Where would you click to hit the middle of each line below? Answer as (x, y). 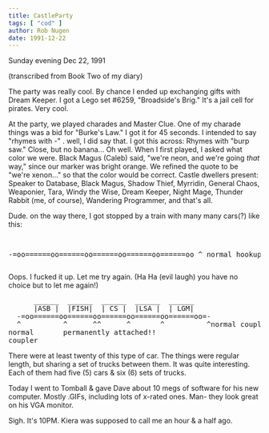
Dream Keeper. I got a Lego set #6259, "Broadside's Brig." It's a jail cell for (131, 100)
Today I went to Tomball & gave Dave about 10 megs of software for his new (133, 388)
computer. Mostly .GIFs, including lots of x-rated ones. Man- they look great (133, 397)
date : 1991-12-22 (37, 38)
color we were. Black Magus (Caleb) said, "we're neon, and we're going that (134, 158)
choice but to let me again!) (53, 285)
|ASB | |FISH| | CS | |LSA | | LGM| (114, 309)
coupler (23, 341)
